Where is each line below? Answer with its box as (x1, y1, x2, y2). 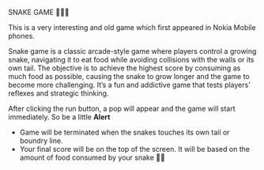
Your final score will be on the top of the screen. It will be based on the (19, 145, 251, 153)
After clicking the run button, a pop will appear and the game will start (8, 104, 236, 113)
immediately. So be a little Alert (8, 112, 111, 122)
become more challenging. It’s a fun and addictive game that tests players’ (8, 80, 251, 89)
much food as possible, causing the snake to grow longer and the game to (8, 72, 251, 81)
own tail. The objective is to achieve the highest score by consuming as (8, 63, 241, 73)
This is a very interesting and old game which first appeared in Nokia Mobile (8, 23, 256, 32)
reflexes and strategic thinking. (8, 89, 109, 98)
